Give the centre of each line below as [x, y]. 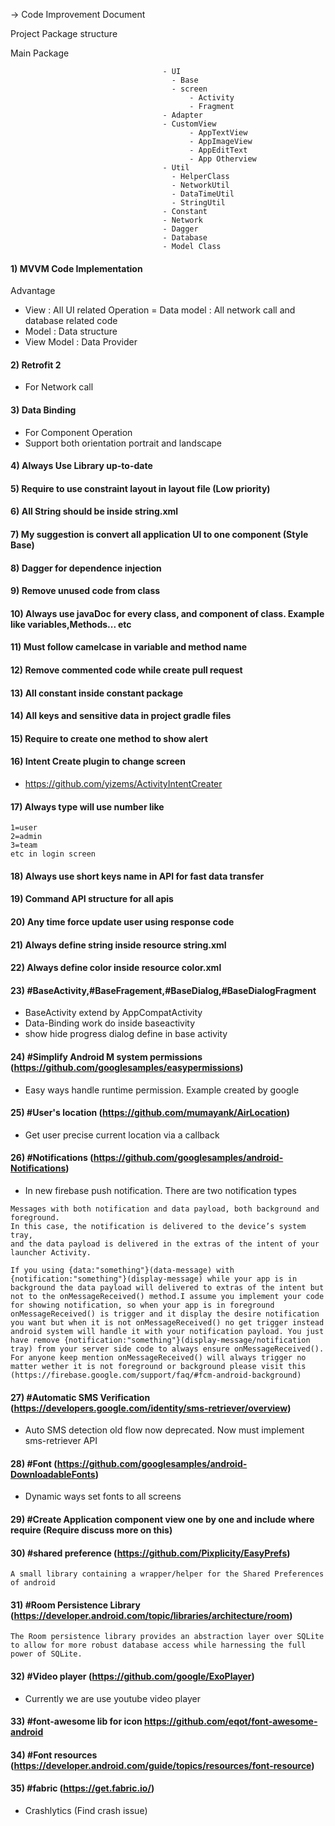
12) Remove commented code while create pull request [126, 670]
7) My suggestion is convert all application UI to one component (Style [159, 534]
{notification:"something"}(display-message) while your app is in [154, 1279]
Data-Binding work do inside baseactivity [110, 1023]
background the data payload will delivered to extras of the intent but [167, 1287]
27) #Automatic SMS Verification [80, 1397]
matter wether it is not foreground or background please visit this [158, 1366]
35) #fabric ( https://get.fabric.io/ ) [82, 1788]
